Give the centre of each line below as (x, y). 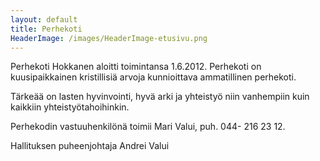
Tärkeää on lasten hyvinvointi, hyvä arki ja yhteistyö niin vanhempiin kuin (160, 97)
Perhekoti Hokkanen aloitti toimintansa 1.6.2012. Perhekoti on (136, 67)
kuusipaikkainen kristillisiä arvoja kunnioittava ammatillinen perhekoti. (153, 77)
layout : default (44, 19)
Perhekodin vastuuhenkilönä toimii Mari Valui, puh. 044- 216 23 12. (148, 127)
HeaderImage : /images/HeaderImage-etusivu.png (109, 38)
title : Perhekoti (46, 29)
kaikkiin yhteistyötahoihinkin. (70, 107)
